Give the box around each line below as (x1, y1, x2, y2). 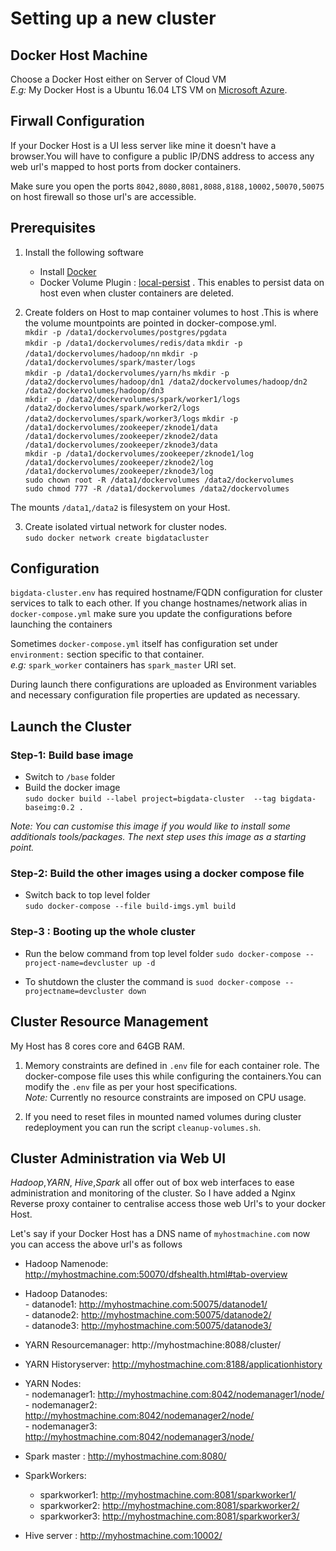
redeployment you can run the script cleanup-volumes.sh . (24, 1121, 262, 1133)
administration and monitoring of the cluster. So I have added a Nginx (10, 1187, 296, 1199)
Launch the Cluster (10, 718, 132, 735)
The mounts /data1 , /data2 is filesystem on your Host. (10, 501, 231, 513)
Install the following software (24, 246, 144, 258)
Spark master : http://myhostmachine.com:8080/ (24, 1450, 227, 1462)
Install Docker (39, 265, 97, 277)
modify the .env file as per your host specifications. (24, 1080, 238, 1092)
